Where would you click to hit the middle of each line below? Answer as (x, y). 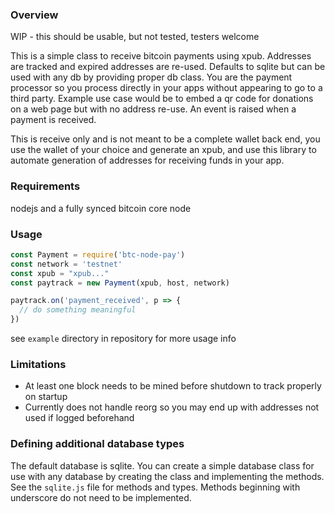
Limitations (38, 364)
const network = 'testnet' (66, 264)
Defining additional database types (97, 444)
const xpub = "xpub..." (60, 273)
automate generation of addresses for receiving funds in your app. (147, 160)
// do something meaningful (78, 310)
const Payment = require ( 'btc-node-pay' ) (98, 254)
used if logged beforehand (79, 418)
